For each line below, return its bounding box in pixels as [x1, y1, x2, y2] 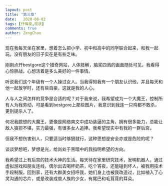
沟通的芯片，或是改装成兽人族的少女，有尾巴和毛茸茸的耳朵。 [9, 175, 136, 181]
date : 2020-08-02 [5, 16, 46, 21]
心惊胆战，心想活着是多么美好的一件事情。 [5, 68, 93, 74]
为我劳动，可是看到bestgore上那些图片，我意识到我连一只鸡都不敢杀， [13, 102, 159, 107]
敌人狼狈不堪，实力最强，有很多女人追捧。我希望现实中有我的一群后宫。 [5, 125, 154, 130]
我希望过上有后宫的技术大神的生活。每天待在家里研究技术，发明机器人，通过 [5, 157, 163, 162]
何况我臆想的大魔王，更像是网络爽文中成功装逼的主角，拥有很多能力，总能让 [5, 118, 163, 124]
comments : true [5, 26, 37, 31]
